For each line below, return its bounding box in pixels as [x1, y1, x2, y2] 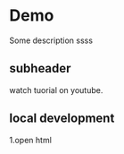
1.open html [9, 134, 52, 145]
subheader [9, 61, 71, 76]
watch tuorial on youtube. [9, 84, 103, 95]
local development [9, 111, 115, 126]
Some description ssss [9, 35, 94, 46]
